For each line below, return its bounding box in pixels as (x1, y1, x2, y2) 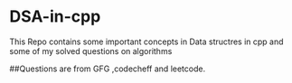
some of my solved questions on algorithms (9, 45, 173, 56)
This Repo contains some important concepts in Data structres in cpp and (9, 36, 284, 47)
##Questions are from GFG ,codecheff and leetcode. (9, 63, 206, 74)
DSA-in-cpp (9, 6, 101, 27)
